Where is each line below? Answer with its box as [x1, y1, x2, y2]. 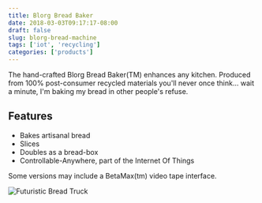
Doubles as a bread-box [19, 147, 99, 156]
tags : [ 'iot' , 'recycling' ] [8, 41, 101, 49]
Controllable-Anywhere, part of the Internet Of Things [19, 156, 195, 165]
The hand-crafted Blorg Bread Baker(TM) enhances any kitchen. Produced [8, 70, 251, 79]
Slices [19, 139, 40, 148]
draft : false [8, 26, 51, 34]
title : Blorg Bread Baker [8, 11, 93, 20]
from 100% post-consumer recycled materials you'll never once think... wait [8, 78, 255, 88]
